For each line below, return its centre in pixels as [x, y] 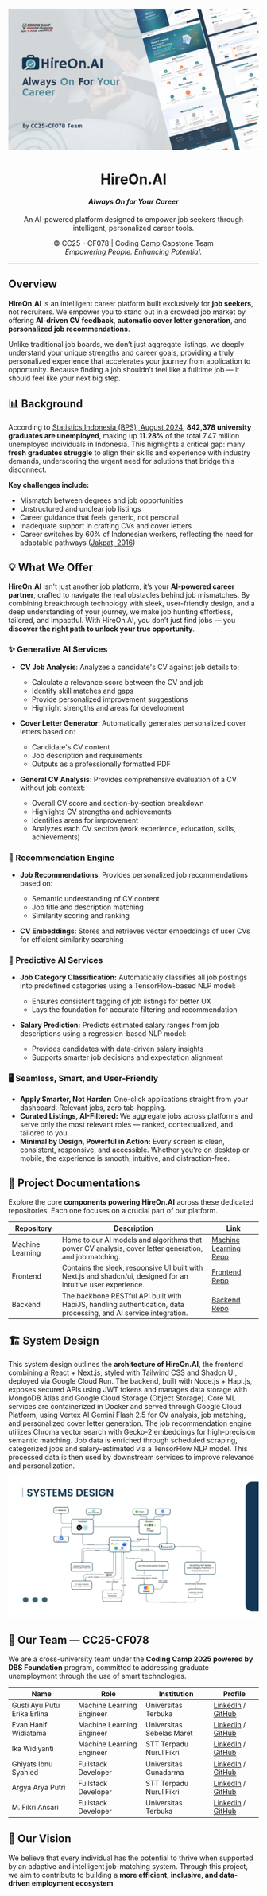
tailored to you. [44, 1133]
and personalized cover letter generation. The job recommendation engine [130, 1423]
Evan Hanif [29, 1725]
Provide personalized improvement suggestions [110, 699]
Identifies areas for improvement [85, 820]
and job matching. [91, 1257]
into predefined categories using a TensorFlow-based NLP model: [128, 986]
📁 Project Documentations [74, 1183]
